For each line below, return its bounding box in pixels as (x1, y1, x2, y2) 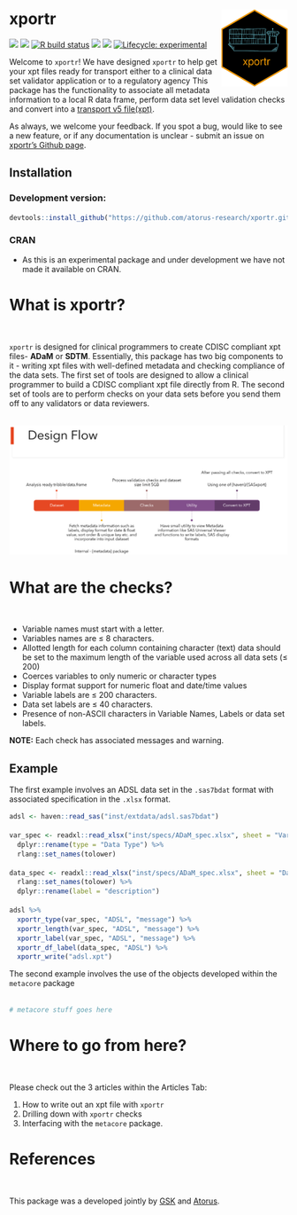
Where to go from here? (9, 1036, 187, 1055)
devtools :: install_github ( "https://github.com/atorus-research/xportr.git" (9, 213, 294, 222)
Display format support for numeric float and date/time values (21, 680, 247, 691)
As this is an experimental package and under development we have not (21, 254, 286, 265)
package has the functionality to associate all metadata (9, 84, 210, 95)
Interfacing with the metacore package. (21, 1117, 164, 1128)
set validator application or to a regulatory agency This (9, 75, 209, 86)
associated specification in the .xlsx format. (9, 794, 171, 804)
